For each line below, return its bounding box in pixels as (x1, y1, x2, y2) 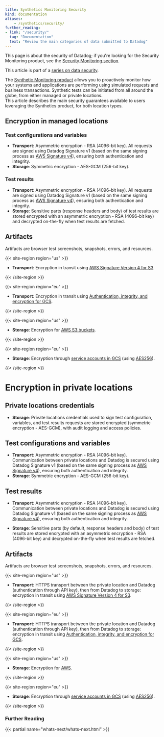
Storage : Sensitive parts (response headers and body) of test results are (12, 208, 159, 214)
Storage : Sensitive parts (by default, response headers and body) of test (12, 525, 159, 531)
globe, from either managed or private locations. (5, 92, 103, 98)
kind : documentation (5, 12, 47, 17)
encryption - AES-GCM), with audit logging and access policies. (12, 425, 141, 431)
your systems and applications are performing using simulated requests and (5, 82, 159, 88)
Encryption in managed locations (5, 117, 109, 126)
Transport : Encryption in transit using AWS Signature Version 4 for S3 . (12, 264, 155, 270)
